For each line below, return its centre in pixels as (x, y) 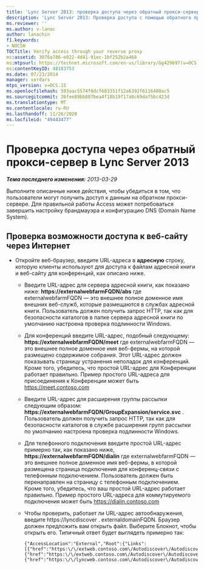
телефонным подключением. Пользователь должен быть (99, 476)
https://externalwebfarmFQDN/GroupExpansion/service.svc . (104, 412)
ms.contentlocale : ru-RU (38, 108)
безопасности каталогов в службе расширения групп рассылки (107, 425)
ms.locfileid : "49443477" (39, 119)
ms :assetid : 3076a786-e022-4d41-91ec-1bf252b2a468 (72, 57)
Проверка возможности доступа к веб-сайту (97, 236)
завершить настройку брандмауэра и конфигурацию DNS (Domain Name (101, 211)
